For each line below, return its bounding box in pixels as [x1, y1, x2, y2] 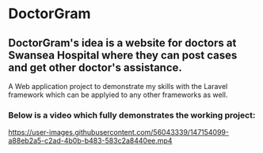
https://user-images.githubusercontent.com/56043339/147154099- [8, 128, 230, 137]
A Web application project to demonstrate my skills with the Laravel [8, 82, 228, 91]
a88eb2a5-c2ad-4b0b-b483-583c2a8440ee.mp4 [8, 136, 173, 146]
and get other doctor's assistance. [8, 61, 182, 74]
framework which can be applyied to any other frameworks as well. [8, 90, 228, 99]
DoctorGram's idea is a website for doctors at [8, 36, 237, 50]
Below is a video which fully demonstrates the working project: [8, 110, 256, 121]
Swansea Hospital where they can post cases [8, 48, 238, 62]
